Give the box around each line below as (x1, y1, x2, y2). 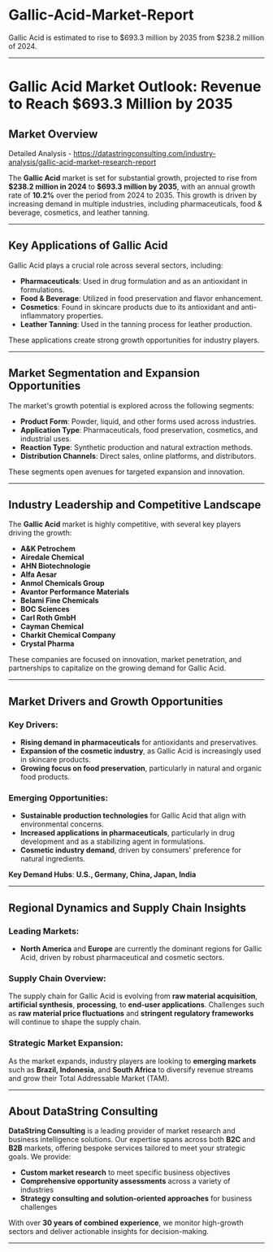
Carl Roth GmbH (19, 613, 76, 623)
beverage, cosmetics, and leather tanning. (8, 207, 150, 217)
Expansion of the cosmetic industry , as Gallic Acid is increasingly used (19, 746, 262, 756)
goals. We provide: (8, 1152, 71, 1162)
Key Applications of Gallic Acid (8, 238, 168, 253)
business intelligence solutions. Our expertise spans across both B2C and (8, 1135, 256, 1145)
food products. (19, 772, 71, 782)
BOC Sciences (19, 604, 71, 614)
